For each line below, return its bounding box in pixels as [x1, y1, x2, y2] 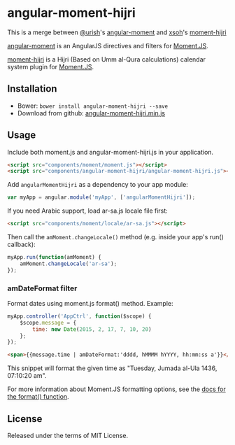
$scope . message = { [20, 319, 77, 326]
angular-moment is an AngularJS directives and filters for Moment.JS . [7, 41, 208, 50]
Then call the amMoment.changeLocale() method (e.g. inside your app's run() [7, 233, 224, 241]
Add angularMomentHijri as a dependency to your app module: [7, 181, 189, 189]
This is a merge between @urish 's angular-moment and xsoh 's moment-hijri [7, 28, 227, 36]
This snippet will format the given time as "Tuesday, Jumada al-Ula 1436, [7, 364, 218, 372]
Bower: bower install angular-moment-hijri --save [17, 101, 169, 110]
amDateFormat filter [7, 283, 78, 293]
